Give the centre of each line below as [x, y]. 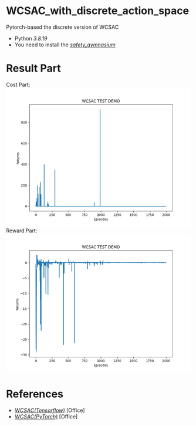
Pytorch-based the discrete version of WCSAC [62, 27]
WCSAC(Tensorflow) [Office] [50, 410]
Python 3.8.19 [31, 38]
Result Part [33, 68]
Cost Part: [18, 84]
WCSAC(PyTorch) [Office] [46, 416]
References [35, 394]
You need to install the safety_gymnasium [65, 45]
